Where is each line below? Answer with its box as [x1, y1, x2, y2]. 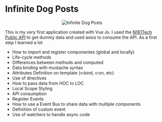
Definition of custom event [12, 106, 66, 112]
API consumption [12, 91, 47, 97]
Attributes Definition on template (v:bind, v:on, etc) [12, 70, 114, 75]
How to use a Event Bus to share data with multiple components [12, 101, 141, 107]
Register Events [12, 96, 44, 101]
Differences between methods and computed [12, 59, 103, 65]
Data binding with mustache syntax [12, 65, 83, 71]
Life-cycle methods [12, 54, 51, 60]
